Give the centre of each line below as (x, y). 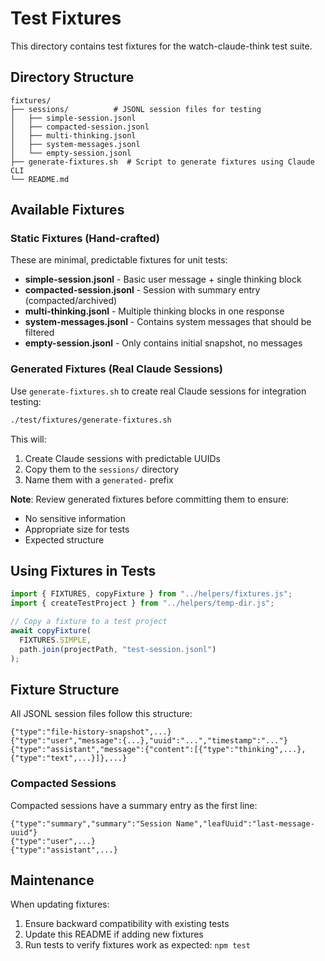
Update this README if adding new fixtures (114, 934)
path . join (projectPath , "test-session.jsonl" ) (118, 649)
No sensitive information (75, 518)
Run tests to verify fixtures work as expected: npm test (137, 945)
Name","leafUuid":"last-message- (245, 823)
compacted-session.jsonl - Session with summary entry (142, 290)
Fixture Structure (65, 689)
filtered (39, 333)
